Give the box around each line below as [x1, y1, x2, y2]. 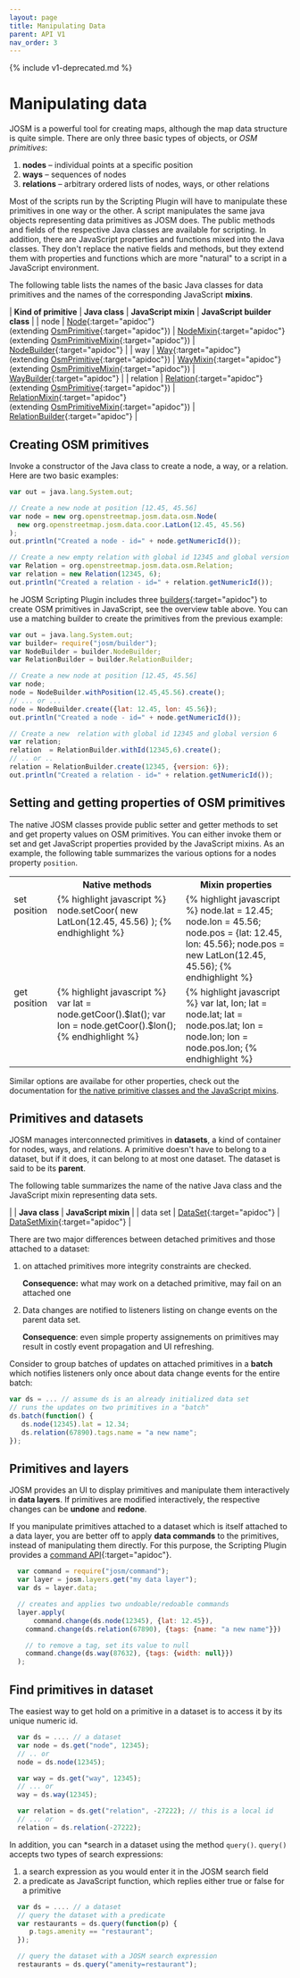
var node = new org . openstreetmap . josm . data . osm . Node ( [9, 511, 218, 521]
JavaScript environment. [9, 263, 100, 274]
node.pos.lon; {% [186, 1041, 258, 1054]
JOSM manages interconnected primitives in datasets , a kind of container [9, 1134, 281, 1145]
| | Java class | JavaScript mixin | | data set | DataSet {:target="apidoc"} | [9, 1208, 280, 1218]
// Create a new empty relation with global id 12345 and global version [9, 553, 290, 562]
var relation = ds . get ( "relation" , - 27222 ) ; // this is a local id [17, 1806, 274, 1815]
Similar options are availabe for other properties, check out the [9, 1075, 240, 1086]
